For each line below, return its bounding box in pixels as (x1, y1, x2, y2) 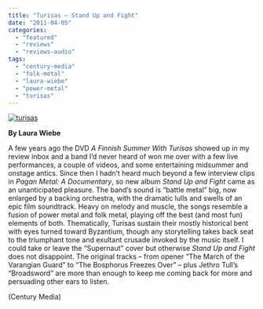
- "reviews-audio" (15, 48, 76, 56)
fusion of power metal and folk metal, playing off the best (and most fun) (8, 210, 243, 220)
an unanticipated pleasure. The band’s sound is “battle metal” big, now (8, 185, 237, 194)
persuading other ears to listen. (8, 277, 110, 286)
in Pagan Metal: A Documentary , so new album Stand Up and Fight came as (8, 177, 255, 187)
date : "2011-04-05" (8, 19, 72, 27)
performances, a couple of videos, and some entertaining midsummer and (8, 160, 249, 169)
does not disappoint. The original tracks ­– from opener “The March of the (8, 252, 245, 261)
